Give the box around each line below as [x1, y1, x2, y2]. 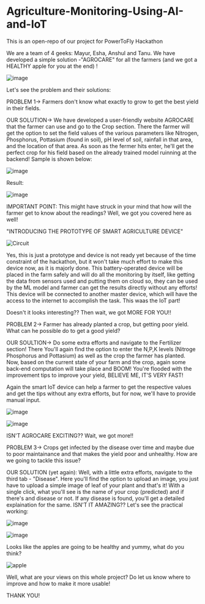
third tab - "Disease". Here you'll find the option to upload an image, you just [6, 475, 199, 482]
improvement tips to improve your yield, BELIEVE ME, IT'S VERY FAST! [6, 371, 184, 379]
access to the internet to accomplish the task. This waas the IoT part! [6, 297, 181, 304]
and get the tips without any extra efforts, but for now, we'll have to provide [6, 390, 196, 397]
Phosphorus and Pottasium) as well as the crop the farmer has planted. [6, 352, 185, 359]
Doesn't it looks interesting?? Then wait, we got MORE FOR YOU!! [6, 308, 171, 316]
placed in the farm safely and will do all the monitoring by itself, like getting [6, 270, 195, 278]
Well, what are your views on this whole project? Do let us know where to [6, 573, 191, 581]
